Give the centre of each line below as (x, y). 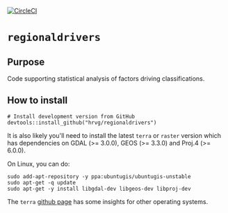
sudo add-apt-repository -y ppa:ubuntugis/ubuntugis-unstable (99, 176)
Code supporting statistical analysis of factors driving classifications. (106, 79)
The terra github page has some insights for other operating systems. (108, 201)
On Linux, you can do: (39, 164)
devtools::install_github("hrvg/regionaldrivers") (82, 123)
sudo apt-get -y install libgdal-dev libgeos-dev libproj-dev (99, 189)
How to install (38, 101)
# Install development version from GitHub (71, 116)
